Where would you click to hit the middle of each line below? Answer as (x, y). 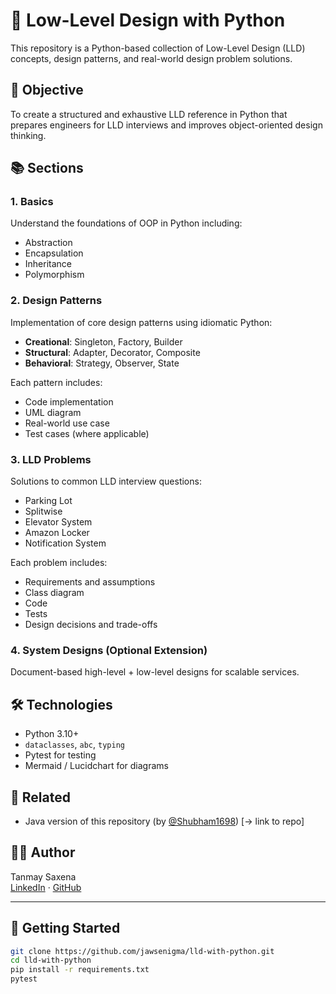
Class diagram (54, 593)
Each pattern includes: (56, 382)
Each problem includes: (59, 563)
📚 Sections (47, 168)
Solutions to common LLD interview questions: (106, 481)
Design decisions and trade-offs (91, 625)
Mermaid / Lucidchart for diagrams (96, 766)
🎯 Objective (47, 90)
